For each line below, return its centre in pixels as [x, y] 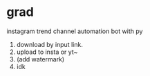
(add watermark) [40, 59]
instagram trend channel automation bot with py [75, 31]
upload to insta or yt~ [47, 52]
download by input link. [50, 44]
